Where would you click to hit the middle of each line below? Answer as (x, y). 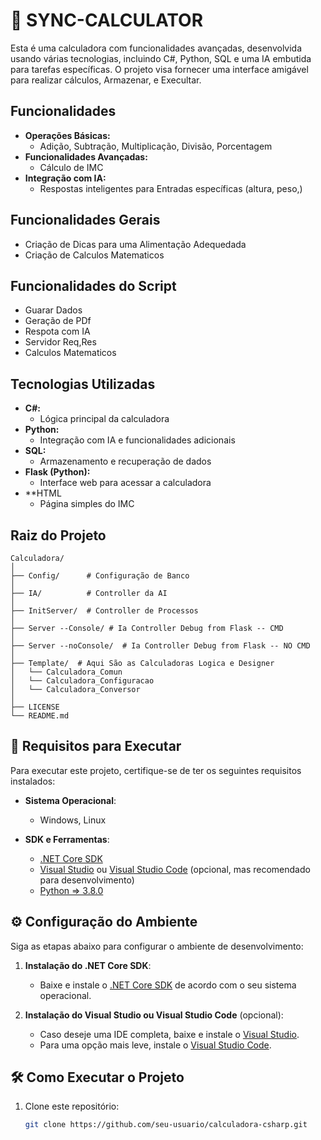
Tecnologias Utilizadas (83, 384)
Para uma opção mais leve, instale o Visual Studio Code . (155, 1045)
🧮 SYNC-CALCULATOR (107, 20)
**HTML (43, 493)
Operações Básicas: (67, 135)
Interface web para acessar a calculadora (125, 483)
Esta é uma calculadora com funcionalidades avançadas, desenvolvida (156, 48)
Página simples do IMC (87, 504)
